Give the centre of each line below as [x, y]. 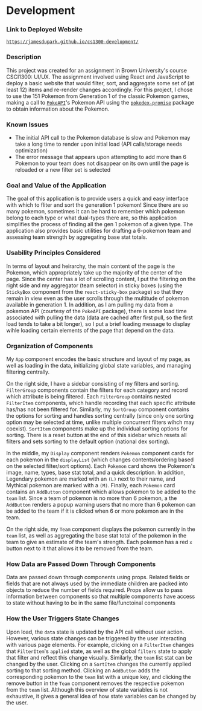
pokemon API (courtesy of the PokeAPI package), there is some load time [96, 311]
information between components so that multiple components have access [101, 597]
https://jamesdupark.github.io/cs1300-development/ [72, 42]
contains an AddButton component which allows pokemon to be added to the [101, 492]
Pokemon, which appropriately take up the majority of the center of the [94, 272]
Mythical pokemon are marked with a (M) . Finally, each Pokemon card [91, 485]
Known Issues [27, 125]
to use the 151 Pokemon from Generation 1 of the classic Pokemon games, [98, 96]
